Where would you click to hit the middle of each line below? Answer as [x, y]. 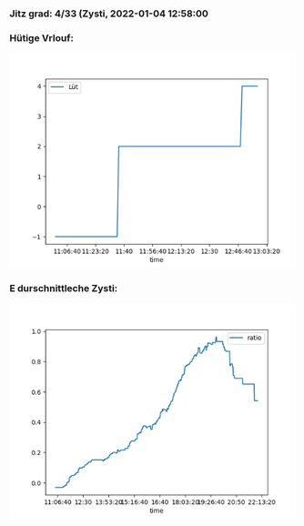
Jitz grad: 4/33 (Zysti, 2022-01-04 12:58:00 [109, 14]
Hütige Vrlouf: [42, 37]
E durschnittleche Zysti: [64, 288]
